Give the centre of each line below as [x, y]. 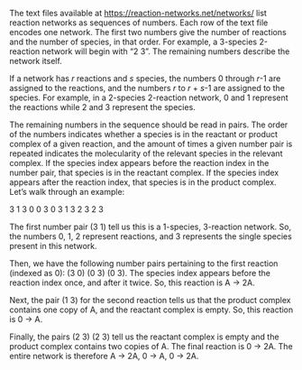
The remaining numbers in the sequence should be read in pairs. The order [149, 125]
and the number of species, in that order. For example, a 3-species [133, 42]
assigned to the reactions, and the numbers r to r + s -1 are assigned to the [147, 88]
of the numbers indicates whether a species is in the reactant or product [143, 134]
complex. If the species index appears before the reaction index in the [139, 163]
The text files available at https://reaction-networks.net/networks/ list [138, 13]
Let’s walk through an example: [67, 192]
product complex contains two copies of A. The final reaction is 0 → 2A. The [151, 346]
